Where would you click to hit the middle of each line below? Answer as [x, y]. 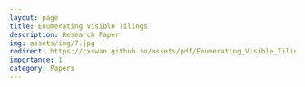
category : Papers [42, 69]
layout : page [34, 18]
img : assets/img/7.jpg [52, 43]
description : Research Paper [64, 34]
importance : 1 [36, 60]
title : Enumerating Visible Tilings [79, 26]
